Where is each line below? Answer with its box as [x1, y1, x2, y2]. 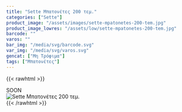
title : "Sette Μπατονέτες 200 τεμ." [6, 8, 97, 15]
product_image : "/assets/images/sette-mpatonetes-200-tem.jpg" [6, 20, 167, 26]
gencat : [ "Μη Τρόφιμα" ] [6, 53, 65, 59]
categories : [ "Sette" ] [6, 14, 62, 20]
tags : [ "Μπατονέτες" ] [6, 58, 60, 64]
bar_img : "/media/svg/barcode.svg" [6, 42, 95, 48]
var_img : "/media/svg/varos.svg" [6, 48, 89, 54]
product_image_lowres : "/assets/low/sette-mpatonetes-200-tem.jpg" [6, 25, 177, 32]
